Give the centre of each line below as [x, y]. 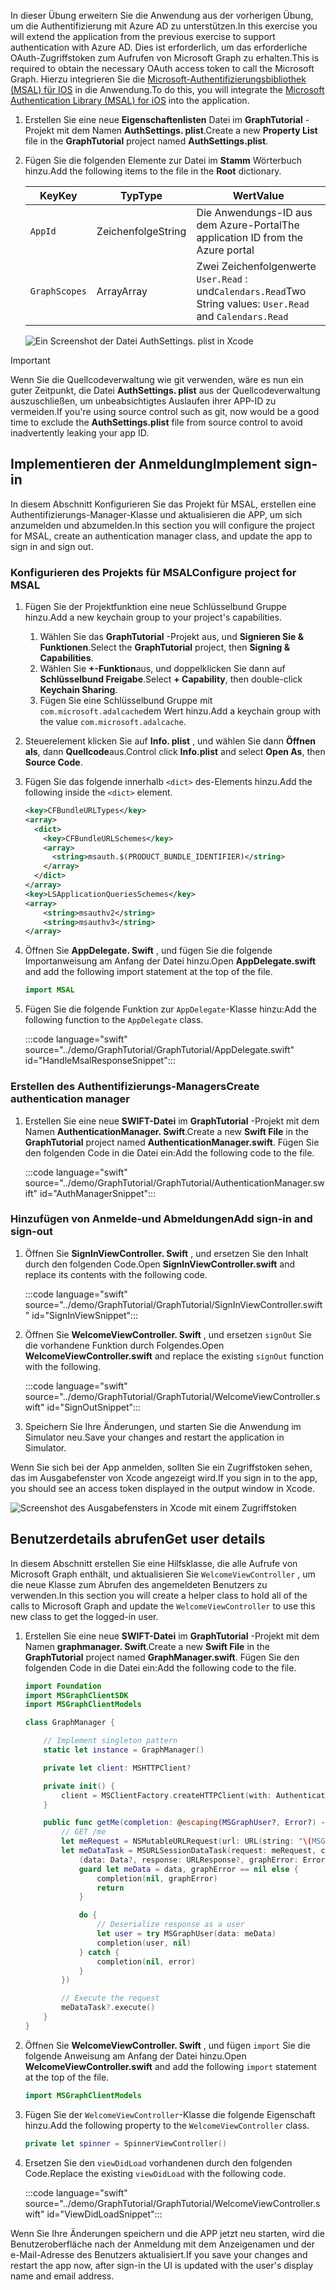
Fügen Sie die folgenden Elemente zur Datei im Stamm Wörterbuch [163, 160]
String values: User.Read [253, 303]
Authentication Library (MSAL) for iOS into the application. [130, 100]
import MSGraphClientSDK [76, 1695]
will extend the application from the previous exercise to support [143, 36]
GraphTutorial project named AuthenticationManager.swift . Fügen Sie [172, 1142]
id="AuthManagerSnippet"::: [98, 1193]
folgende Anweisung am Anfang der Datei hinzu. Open [135, 2056]
